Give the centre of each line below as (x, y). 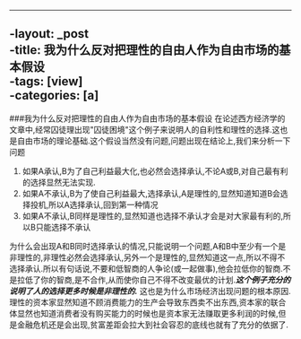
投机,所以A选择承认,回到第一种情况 (94, 204)
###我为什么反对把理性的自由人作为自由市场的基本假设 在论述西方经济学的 (147, 118)
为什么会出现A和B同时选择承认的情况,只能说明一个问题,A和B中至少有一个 (144, 246)
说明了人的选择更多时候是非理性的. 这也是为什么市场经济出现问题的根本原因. (150, 291)
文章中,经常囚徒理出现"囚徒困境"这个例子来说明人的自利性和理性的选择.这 (145, 129)
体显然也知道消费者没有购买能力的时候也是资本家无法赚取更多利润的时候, (144, 313)
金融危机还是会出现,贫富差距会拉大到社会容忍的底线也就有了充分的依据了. (153, 325)
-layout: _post (49, 34)
